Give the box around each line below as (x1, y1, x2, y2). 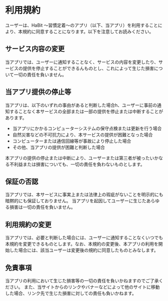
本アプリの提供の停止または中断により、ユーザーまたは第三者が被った (5, 155, 150, 161)
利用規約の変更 (5, 220, 52, 229)
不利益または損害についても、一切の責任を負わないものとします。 (9, 161, 145, 167)
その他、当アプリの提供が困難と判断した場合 (12, 144, 105, 150)
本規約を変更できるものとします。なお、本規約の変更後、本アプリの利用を (5, 241, 159, 247)
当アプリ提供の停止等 (5, 88, 71, 96)
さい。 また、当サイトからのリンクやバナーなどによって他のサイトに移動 (9, 284, 160, 290)
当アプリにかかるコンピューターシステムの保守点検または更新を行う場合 (12, 125, 162, 131)
